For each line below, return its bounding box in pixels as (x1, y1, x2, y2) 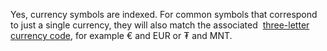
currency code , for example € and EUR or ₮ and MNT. (10, 30, 233, 41)
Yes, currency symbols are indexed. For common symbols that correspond (10, 9, 318, 20)
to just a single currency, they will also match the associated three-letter (10, 19, 310, 31)
